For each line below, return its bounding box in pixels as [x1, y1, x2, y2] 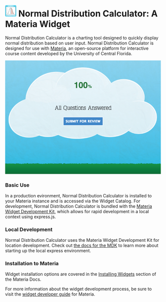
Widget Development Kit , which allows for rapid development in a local [5, 208, 149, 214]
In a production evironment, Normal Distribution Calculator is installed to [5, 192, 152, 198]
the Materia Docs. [5, 276, 41, 282]
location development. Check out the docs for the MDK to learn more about [5, 242, 159, 249]
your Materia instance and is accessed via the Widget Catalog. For [5, 198, 141, 204]
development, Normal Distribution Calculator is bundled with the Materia [5, 203, 152, 209]
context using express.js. [5, 214, 56, 220]
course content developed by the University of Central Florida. [5, 50, 132, 56]
